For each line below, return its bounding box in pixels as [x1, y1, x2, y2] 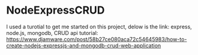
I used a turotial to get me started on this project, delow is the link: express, [6, 23, 192, 30]
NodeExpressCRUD [6, 4, 105, 17]
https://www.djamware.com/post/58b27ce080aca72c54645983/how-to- [6, 35, 187, 43]
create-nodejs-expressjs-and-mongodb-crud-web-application [6, 42, 161, 49]
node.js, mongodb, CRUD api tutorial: [6, 29, 98, 36]
